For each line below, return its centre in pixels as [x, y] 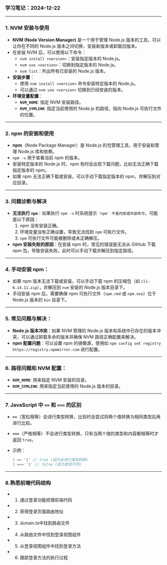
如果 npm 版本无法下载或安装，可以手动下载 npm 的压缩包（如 [76, 281]
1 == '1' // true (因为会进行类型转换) [50, 460]
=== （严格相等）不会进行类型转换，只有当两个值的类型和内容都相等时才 [85, 434]
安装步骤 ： [23, 77]
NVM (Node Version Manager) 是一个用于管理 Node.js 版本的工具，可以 [86, 40]
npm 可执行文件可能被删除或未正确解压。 [61, 238]
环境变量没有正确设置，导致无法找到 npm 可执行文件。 [74, 232]
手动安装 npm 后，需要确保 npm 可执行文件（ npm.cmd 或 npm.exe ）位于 [84, 294]
